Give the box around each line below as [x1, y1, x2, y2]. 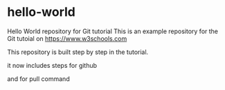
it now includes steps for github [7, 61, 98, 69]
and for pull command [7, 74, 71, 83]
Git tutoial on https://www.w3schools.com [7, 34, 127, 42]
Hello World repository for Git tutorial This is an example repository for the [7, 27, 219, 35]
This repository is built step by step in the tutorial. [7, 48, 149, 56]
